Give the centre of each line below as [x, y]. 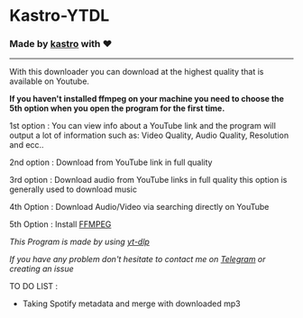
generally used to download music [73, 189]
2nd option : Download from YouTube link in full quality [111, 162]
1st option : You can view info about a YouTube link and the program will [143, 126]
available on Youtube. [50, 81]
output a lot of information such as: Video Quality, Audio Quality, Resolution [149, 135]
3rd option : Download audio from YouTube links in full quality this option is [148, 180]
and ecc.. [27, 145]
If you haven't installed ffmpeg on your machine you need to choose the [147, 99]
